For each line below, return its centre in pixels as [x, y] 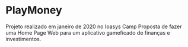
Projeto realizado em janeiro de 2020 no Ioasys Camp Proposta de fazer [94, 26]
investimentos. [23, 39]
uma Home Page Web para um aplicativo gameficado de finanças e [88, 32]
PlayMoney [34, 10]
